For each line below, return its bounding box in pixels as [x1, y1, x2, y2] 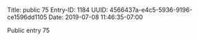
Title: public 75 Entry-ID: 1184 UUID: [7, 6, 108, 14]
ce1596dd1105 [7, 13, 47, 21]
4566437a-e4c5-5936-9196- [109, 6, 193, 14]
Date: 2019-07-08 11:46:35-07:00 [48, 13, 143, 21]
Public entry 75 [7, 27, 50, 34]
